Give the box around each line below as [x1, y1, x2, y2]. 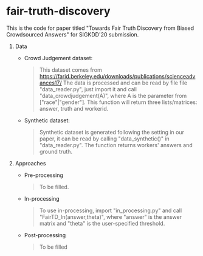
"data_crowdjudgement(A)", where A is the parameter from [39, 92, 187, 99]
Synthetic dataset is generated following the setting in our [39, 128, 184, 136]
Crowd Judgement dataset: [24, 54, 93, 61]
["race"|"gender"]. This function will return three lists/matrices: [39, 99, 198, 106]
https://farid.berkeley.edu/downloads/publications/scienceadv [39, 72, 196, 80]
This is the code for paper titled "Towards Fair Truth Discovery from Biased [6, 24, 194, 32]
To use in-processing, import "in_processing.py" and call [39, 207, 182, 214]
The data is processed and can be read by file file [63, 79, 187, 86]
